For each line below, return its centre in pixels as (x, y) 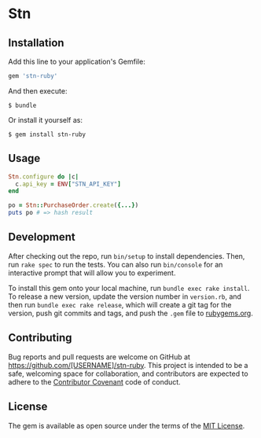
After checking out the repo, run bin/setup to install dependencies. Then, (127, 256)
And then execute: (38, 90)
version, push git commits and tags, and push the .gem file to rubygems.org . (131, 313)
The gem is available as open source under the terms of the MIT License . (127, 425)
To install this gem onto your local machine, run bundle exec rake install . (129, 288)
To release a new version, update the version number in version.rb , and (125, 296)
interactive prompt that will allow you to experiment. (92, 273)
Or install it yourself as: (45, 120)
